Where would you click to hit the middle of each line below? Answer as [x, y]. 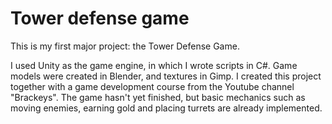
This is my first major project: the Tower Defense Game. [125, 46]
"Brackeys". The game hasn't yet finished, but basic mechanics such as [158, 97]
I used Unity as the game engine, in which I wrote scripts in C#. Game [154, 65]
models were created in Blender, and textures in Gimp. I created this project [166, 76]
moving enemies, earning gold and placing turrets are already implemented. [166, 108]
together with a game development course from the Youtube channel [152, 86]
